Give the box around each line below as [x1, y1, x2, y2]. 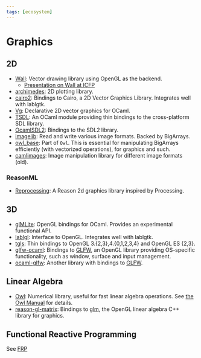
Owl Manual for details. [14, 299, 73, 306]
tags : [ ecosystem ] [6, 8, 53, 15]
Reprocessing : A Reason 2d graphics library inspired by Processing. [14, 187, 185, 194]
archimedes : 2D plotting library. [14, 88, 94, 95]
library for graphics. [14, 312, 65, 319]
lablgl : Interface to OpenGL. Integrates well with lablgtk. [14, 233, 153, 240]
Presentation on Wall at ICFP [24, 81, 95, 88]
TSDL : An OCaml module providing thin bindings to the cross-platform [14, 113, 190, 121]
